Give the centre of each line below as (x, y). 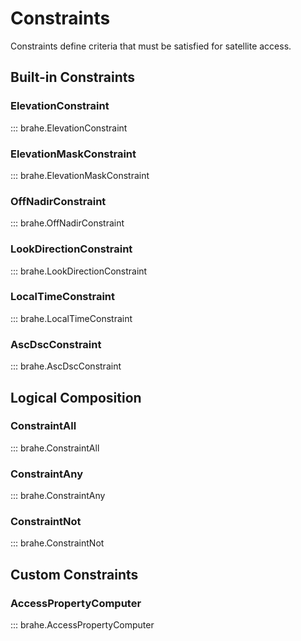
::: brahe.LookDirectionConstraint (79, 271)
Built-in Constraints (73, 77)
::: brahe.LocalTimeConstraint (71, 318)
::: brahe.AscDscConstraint (66, 366)
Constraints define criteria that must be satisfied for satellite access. (151, 46)
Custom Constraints (74, 574)
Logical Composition (76, 397)
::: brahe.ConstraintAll (55, 448)
